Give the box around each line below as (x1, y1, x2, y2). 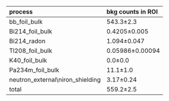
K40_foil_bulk (9, 56, 48, 64)
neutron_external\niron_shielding (9, 75, 101, 84)
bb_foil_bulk (9, 18, 43, 26)
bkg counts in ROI (106, 8, 158, 15)
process (9, 8, 33, 15)
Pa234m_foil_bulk (9, 66, 60, 74)
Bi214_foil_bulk (9, 27, 52, 35)
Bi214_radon (9, 37, 46, 45)
